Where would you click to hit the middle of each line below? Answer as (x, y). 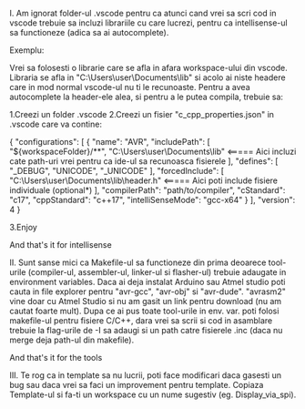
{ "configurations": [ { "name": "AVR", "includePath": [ (110, 142)
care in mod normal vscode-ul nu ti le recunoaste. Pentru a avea (130, 87)
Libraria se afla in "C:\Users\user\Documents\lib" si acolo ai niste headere (147, 77)
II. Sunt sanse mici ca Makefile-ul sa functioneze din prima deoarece (138, 262)
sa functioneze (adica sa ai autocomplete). (89, 32)
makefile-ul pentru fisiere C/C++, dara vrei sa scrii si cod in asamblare (141, 321)
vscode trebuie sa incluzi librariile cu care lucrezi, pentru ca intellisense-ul (149, 23)
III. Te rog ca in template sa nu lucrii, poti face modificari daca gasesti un (146, 375)
